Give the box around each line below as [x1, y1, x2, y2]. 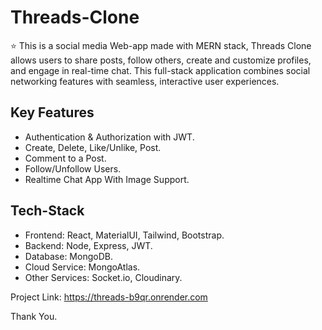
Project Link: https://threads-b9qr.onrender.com [10, 291, 208, 303]
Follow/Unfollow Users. [24, 162, 122, 175]
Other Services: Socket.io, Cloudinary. [24, 271, 183, 283]
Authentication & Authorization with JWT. [24, 131, 195, 143]
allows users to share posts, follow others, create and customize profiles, [10, 54, 312, 66]
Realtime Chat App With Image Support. [24, 173, 190, 185]
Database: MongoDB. [24, 250, 113, 262]
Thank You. [10, 310, 58, 322]
